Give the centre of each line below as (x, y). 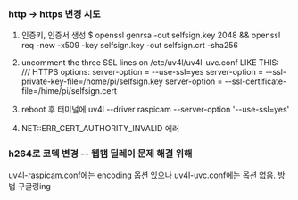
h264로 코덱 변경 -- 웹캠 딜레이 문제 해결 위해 (100, 154)
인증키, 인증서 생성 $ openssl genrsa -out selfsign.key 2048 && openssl (151, 35)
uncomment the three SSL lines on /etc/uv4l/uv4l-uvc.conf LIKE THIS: (150, 62)
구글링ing (34, 186)
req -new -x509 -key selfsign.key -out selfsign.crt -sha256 (129, 46)
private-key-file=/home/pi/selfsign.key (92, 81)
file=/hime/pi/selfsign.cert (69, 91)
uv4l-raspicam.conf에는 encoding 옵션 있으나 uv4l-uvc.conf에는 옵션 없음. (142, 175)
